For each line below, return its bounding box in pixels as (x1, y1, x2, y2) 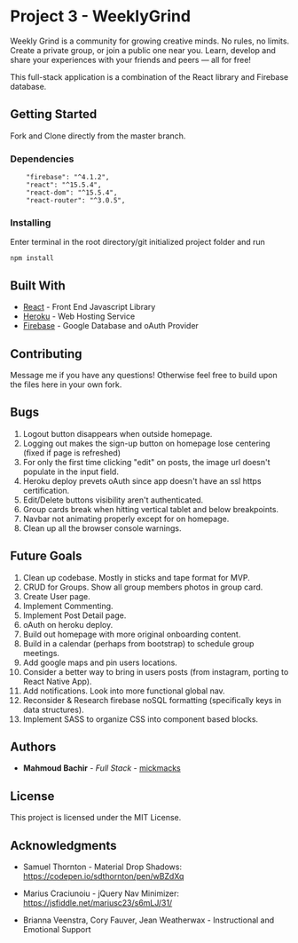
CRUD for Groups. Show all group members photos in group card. (22, 582, 263, 592)
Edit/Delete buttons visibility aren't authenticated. (22, 495, 204, 505)
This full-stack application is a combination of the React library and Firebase (10, 71, 289, 82)
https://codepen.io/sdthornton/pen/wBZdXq (22, 871, 184, 882)
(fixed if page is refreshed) (22, 447, 122, 458)
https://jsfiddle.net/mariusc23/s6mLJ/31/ (22, 898, 173, 908)
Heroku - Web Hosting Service (22, 311, 136, 321)
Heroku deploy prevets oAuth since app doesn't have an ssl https (22, 475, 262, 486)
